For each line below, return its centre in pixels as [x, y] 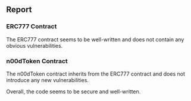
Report [19, 10]
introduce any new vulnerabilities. [48, 80]
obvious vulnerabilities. [35, 45]
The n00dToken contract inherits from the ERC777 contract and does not [96, 74]
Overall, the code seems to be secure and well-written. [73, 92]
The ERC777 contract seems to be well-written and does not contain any [95, 39]
